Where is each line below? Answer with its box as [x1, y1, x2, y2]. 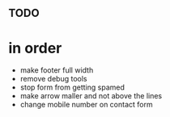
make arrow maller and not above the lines [19, 91, 163, 101]
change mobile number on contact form [19, 100, 153, 110]
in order [8, 39, 62, 57]
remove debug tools [19, 74, 87, 84]
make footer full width [19, 65, 94, 75]
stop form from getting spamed [19, 82, 125, 92]
